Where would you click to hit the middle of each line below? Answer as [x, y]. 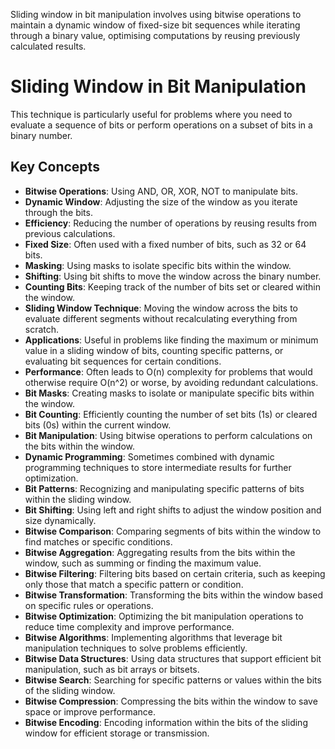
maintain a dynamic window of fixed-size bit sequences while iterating [155, 25]
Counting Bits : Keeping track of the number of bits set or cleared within [172, 286]
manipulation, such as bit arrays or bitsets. [112, 669]
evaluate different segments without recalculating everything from [161, 318]
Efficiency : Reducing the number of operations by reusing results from [170, 223]
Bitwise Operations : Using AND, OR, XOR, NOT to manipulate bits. [161, 191]
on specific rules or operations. [89, 605]
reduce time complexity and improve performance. [129, 626]
